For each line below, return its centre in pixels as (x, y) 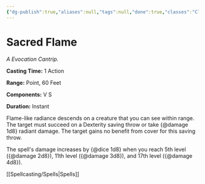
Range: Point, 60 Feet (34, 82)
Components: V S (29, 94)
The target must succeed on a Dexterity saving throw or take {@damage (97, 124)
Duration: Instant (28, 106)
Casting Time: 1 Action (35, 71)
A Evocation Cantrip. (33, 59)
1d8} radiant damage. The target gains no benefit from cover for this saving (101, 131)
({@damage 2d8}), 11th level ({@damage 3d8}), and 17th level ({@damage (99, 155)
